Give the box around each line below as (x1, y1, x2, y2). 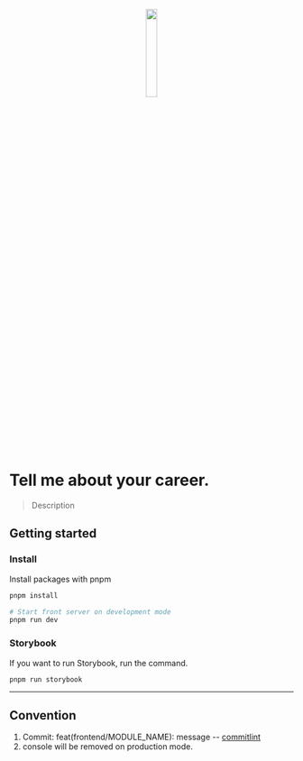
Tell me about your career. (9, 470, 210, 491)
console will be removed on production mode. (22, 741, 194, 752)
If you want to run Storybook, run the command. (9, 657, 188, 668)
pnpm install (9, 591, 59, 600)
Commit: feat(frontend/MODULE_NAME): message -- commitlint (22, 731, 262, 743)
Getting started (9, 526, 97, 541)
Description (31, 500, 75, 510)
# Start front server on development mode (9, 607, 171, 617)
